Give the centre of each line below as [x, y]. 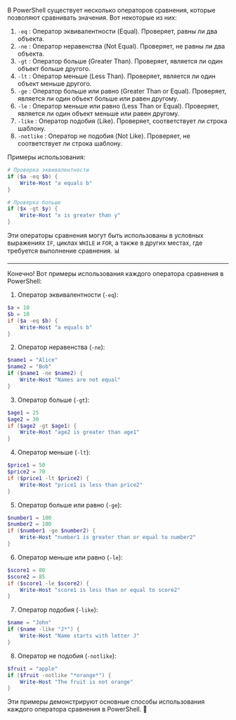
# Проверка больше [34, 202]
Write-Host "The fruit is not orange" [77, 682]
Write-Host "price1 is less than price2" [81, 485]
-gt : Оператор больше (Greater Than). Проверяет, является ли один [120, 61]
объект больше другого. [54, 69]
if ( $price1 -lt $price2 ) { [48, 478]
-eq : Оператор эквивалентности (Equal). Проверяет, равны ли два [117, 31]
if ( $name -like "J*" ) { [44, 629]
